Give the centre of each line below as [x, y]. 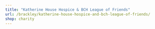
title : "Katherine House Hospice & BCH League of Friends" [68, 10]
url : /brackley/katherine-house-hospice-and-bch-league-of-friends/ [78, 14]
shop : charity [20, 19]
